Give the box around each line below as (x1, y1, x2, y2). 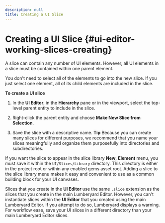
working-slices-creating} (5, 44, 112, 55)
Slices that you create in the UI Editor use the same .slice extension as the (5, 186, 160, 192)
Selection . (12, 120, 34, 126)
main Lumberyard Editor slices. (5, 213, 69, 219)
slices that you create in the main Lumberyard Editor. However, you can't (5, 191, 154, 197)
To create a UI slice (5, 90, 45, 96)
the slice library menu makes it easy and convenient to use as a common (5, 171, 154, 177)
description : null (5, 7, 43, 12)
